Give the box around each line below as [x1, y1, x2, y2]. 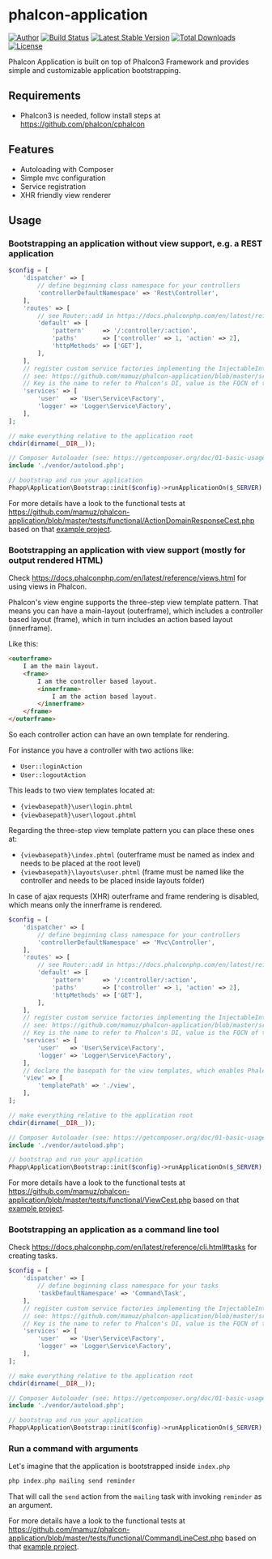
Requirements [8, 89, 81, 103]
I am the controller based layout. [37, 677, 158, 685]
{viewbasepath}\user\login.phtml [19, 803, 134, 811]
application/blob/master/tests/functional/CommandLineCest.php [8, 1533, 224, 1543]
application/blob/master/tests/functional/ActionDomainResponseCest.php [8, 515, 255, 525]
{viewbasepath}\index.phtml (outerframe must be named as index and [19, 850, 255, 860]
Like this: [8, 639, 39, 649]
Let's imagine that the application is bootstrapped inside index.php [8, 1462, 231, 1471]
